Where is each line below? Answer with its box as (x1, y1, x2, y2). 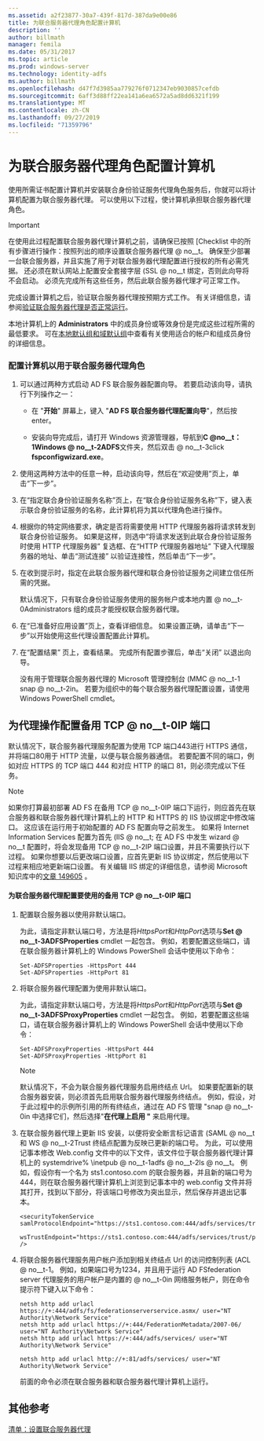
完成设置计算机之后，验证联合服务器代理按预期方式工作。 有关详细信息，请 (8, 292, 251, 302)
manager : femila (8, 41, 61, 49)
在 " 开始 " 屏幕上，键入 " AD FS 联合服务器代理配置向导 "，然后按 (31, 405, 238, 415)
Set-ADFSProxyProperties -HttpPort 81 (19, 1052, 147, 1060)
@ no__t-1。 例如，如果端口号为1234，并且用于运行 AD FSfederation (19, 1265, 241, 1274)
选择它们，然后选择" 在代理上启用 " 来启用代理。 (38, 1112, 194, 1120)
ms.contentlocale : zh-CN (8, 107, 90, 115)
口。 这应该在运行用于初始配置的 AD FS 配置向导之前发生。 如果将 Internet (8, 822, 249, 831)
